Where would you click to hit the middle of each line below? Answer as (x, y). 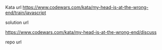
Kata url (13, 7)
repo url (13, 42)
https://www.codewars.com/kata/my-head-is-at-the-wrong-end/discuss (81, 32)
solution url (17, 22)
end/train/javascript (26, 13)
